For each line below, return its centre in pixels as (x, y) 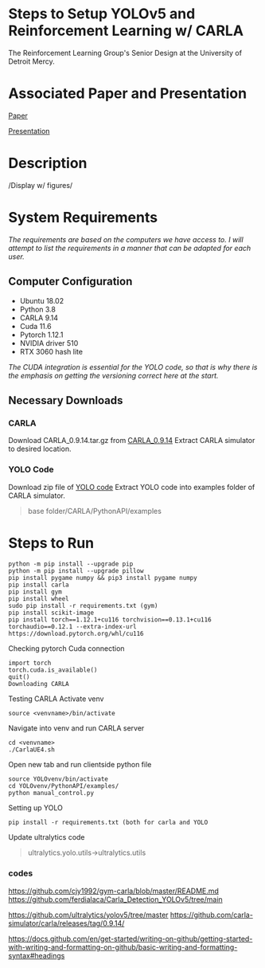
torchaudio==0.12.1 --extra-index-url (72, 627)
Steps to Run (51, 543)
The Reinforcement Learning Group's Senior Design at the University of (125, 53)
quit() (19, 677)
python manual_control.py (51, 794)
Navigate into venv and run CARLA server (76, 728)
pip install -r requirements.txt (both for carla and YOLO (108, 823)
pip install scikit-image (51, 613)
